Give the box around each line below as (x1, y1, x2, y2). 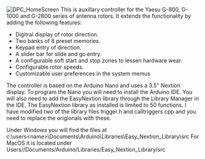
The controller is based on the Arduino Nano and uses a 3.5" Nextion (6, 82, 181, 89)
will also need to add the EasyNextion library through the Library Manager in (6, 95, 199, 102)
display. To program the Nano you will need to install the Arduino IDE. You (6, 88, 193, 95)
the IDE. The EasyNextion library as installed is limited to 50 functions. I (6, 101, 187, 109)
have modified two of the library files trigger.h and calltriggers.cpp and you (6, 108, 196, 115)
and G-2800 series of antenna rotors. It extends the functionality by (20, 12, 191, 20)
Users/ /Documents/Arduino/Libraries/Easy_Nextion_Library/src (6, 146, 166, 153)
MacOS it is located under (6, 139, 72, 147)
